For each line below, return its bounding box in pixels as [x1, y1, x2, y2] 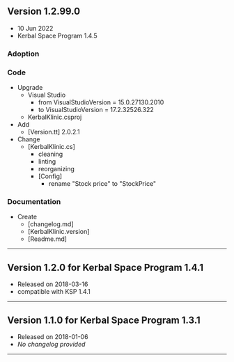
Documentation [7, 196, 61, 206]
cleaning [38, 150, 63, 159]
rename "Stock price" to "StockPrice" [48, 180, 157, 188]
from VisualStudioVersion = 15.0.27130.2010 [38, 98, 164, 107]
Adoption [7, 49, 40, 58]
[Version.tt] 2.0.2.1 [27, 128, 80, 136]
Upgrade [17, 84, 43, 92]
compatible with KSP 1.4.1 [17, 288, 91, 296]
